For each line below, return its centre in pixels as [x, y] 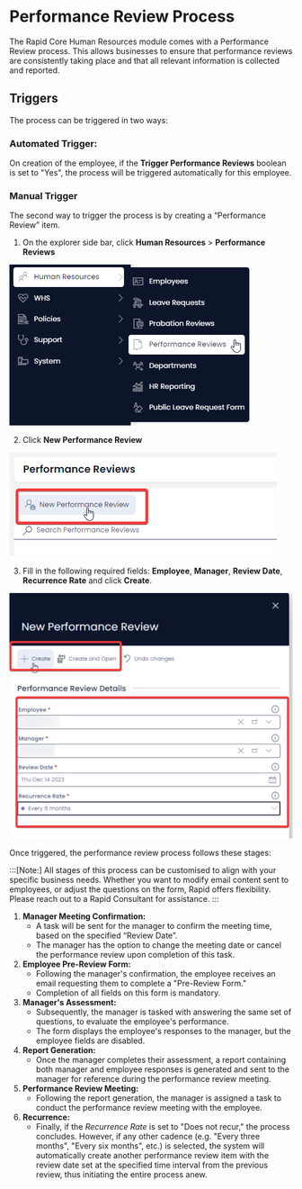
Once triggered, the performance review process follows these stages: [140, 853]
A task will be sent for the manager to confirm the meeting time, [154, 926]
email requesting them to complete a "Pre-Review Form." [141, 984]
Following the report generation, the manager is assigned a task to [158, 1098]
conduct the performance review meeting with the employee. [149, 1108]
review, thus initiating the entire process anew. [122, 1175]
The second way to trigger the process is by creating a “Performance [138, 216]
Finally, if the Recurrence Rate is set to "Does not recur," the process [163, 1127]
